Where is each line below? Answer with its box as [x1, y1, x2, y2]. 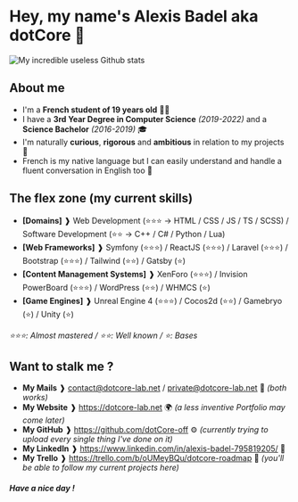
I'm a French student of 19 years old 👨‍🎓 [21, 104, 170, 115]
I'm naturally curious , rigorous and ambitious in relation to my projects [21, 136, 285, 147]
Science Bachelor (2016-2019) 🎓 [21, 123, 148, 135]
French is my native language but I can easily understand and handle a [21, 155, 283, 166]
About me [9, 80, 65, 95]
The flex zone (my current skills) [9, 191, 194, 206]
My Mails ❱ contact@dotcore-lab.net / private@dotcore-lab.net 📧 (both [21, 383, 287, 393]
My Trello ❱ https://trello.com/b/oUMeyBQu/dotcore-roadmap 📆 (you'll [21, 453, 285, 464]
